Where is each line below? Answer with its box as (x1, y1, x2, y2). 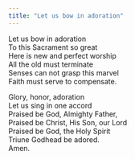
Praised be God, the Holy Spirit (8, 126, 111, 136)
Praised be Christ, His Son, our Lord (8, 117, 127, 127)
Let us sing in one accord (8, 100, 92, 110)
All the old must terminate (8, 59, 94, 69)
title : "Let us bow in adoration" (8, 11, 125, 20)
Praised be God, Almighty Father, (8, 109, 118, 119)
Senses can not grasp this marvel (8, 67, 119, 77)
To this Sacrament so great (8, 42, 98, 52)
